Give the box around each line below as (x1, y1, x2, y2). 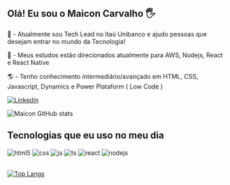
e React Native (7, 58, 50, 66)
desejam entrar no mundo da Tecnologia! (7, 37, 126, 45)
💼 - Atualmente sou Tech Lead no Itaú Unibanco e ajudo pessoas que (7, 29, 208, 38)
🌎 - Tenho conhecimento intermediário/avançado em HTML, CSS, (7, 72, 199, 80)
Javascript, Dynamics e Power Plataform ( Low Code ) (7, 82, 163, 91)
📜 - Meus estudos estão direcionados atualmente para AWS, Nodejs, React (7, 50, 223, 59)
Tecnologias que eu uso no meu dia (7, 130, 164, 142)
